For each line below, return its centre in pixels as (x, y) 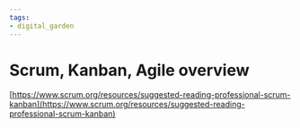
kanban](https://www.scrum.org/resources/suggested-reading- (127, 105)
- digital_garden (42, 26)
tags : (19, 17)
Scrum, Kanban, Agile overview (129, 70)
